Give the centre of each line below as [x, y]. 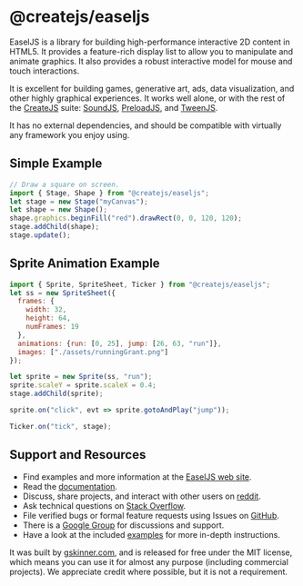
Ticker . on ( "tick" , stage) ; [61, 426]
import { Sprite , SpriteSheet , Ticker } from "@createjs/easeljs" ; [140, 284]
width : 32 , [46, 310]
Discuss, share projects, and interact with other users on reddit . [141, 496]
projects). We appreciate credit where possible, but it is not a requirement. [149, 571]
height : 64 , [48, 318]
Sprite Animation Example [85, 264]
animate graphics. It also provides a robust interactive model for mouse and [151, 61]
